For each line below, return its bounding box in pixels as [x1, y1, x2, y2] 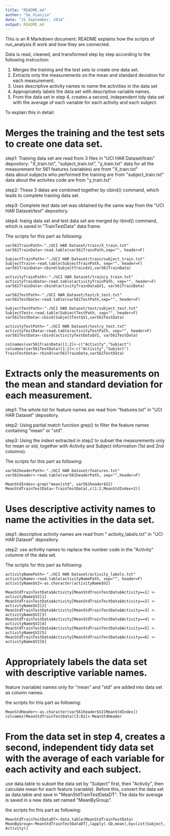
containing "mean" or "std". [5, 427, 63, 434]
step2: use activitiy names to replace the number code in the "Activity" [5, 547, 154, 553]
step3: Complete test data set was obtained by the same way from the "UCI [5, 202, 164, 208]
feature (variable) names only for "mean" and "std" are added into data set [5, 684, 162, 690]
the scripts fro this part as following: [5, 807, 82, 813]
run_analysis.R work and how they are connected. [5, 42, 110, 48]
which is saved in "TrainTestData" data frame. [5, 223, 102, 229]
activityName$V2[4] [5, 621, 47, 627]
